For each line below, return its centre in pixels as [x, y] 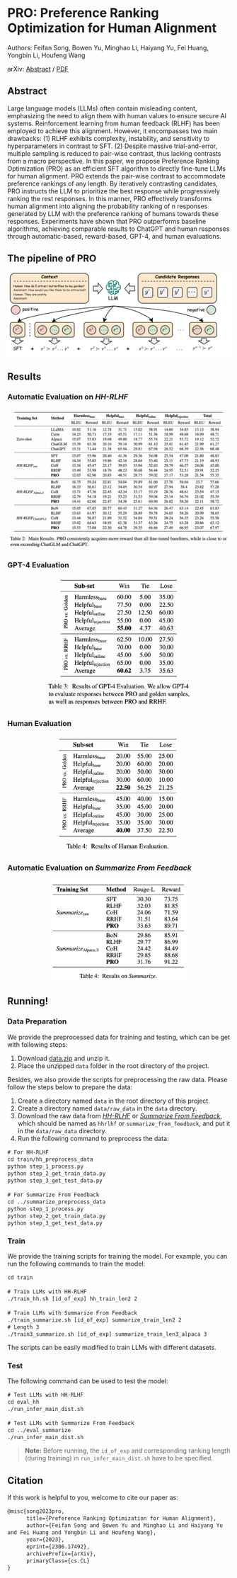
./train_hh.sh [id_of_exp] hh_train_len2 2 [73, 1299]
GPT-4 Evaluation [38, 564]
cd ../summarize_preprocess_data [57, 1202]
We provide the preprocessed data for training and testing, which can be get [118, 1037]
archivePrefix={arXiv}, [61, 1554]
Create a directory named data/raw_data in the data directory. [107, 1108]
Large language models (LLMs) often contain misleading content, [102, 108]
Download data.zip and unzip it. [64, 1058]
